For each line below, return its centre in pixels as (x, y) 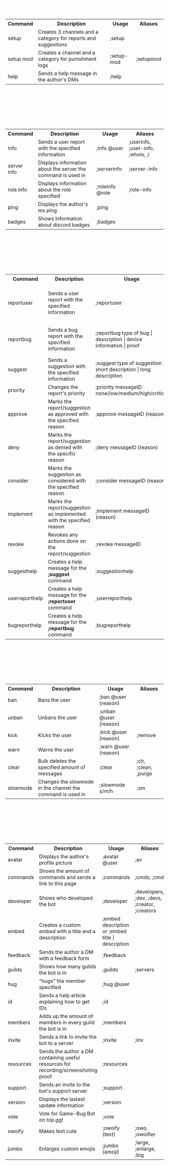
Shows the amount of (64, 871)
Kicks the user (55, 735)
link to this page (58, 883)
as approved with (68, 414)
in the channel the (59, 788)
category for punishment (67, 59)
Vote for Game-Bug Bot (67, 1113)
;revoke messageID (118, 544)
